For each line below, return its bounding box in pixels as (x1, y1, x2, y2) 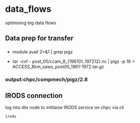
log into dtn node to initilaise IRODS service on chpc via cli (5, 104, 124, 110)
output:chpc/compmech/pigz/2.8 (5, 76, 88, 83)
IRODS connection (5, 91, 63, 100)
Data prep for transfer (5, 34, 74, 42)
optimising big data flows (5, 20, 57, 26)
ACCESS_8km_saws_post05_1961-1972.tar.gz (12, 64, 104, 70)
